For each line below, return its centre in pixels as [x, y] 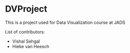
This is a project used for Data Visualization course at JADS [65, 22]
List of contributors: [25, 32]
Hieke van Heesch [31, 46]
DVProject [26, 9]
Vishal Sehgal [26, 41]
